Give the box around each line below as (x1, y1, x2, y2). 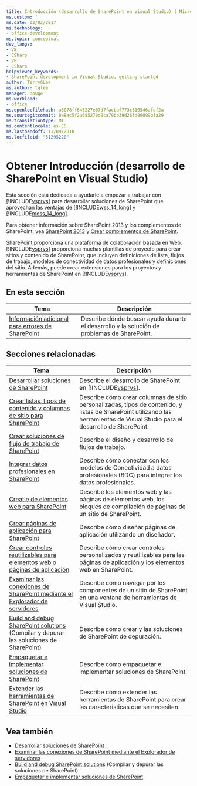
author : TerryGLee (6, 80, 51, 86)
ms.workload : (6, 96, 38, 102)
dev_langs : (6, 42, 33, 48)
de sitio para (9, 411, 43, 420)
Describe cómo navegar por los (79, 579, 166, 587)
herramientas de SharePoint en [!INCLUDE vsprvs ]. (6, 270, 128, 277)
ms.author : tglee (6, 85, 49, 91)
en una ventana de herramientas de (79, 593, 177, 602)
